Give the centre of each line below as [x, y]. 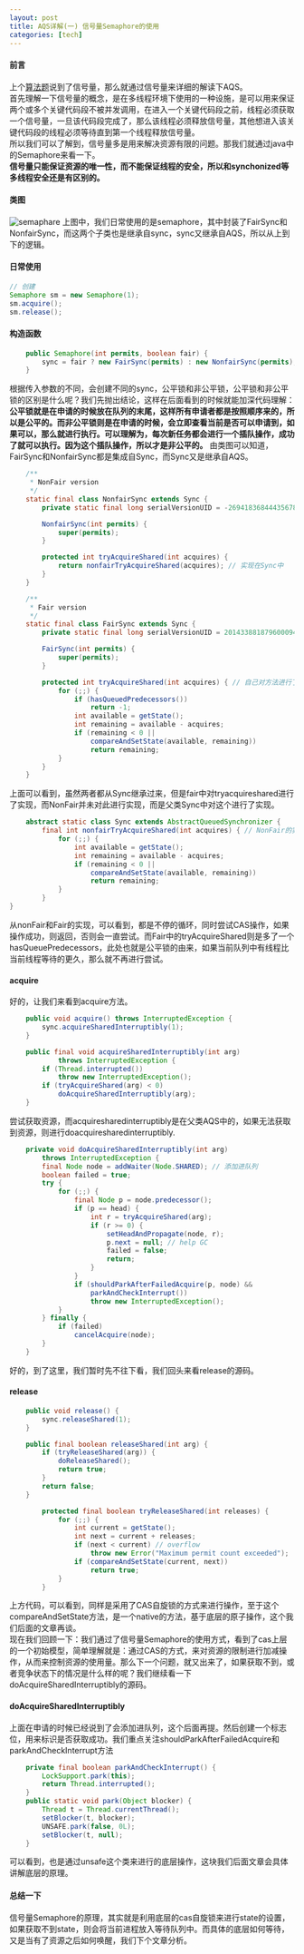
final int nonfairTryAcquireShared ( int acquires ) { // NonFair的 [167, 831]
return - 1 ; [110, 708]
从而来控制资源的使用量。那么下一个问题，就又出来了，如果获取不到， [156, 1662]
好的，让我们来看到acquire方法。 [71, 1001]
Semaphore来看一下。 [58, 154]
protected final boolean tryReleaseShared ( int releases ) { [156, 1511]
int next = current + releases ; [135, 1537]
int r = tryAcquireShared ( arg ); [151, 1216]
